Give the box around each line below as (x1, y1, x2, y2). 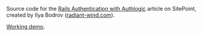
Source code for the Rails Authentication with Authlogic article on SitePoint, (6, 5, 196, 12)
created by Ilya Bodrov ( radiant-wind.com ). (6, 11, 115, 19)
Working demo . (6, 23, 45, 30)
